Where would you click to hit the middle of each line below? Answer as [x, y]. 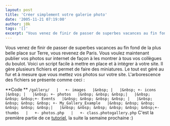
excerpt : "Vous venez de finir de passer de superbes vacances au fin [81, 33]
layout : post [19, 10]
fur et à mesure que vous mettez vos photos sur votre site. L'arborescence [83, 74]
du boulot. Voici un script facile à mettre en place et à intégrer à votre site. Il [84, 64]
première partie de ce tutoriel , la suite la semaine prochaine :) [69, 118]
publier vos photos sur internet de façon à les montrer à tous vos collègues [83, 58]
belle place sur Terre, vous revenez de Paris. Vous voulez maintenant [77, 53]
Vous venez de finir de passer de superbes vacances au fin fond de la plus [83, 48]
